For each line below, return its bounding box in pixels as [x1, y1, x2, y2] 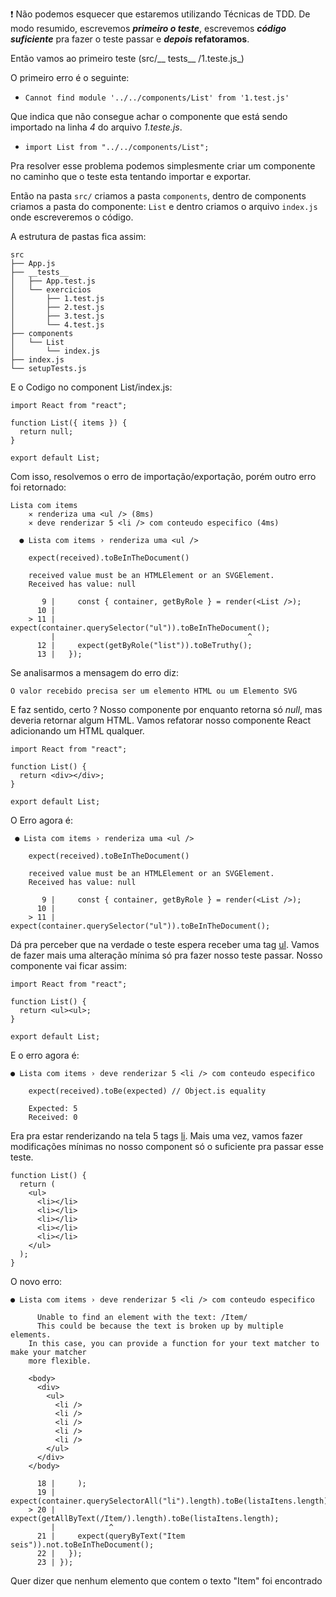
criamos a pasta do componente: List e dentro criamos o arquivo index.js [10, 201, 318, 212]
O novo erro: [10, 1276, 63, 1287]
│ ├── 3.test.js [10, 311, 105, 321]
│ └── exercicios [10, 285, 92, 295]
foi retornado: [10, 481, 67, 493]
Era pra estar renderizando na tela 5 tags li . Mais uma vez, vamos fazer [10, 1130, 303, 1142]
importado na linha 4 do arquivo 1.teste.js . [10, 121, 183, 133]
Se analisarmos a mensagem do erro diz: [10, 667, 179, 678]
